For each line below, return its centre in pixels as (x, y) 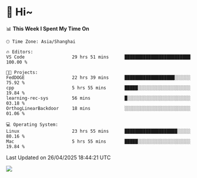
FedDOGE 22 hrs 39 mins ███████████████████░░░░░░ (98, 78)
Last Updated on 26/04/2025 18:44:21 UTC (59, 157)
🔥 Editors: (20, 52)
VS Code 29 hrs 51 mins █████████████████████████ (98, 57)
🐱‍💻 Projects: (22, 72)
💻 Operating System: (32, 125)
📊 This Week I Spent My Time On (48, 28)
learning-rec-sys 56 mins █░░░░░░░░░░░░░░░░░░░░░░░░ (98, 98)
